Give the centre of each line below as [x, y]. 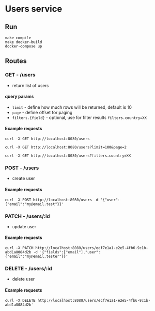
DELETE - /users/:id [29, 268]
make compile [18, 38]
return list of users [31, 85]
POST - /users [22, 168]
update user [24, 226]
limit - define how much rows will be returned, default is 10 [72, 107]
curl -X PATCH [19, 248]
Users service [34, 9]
